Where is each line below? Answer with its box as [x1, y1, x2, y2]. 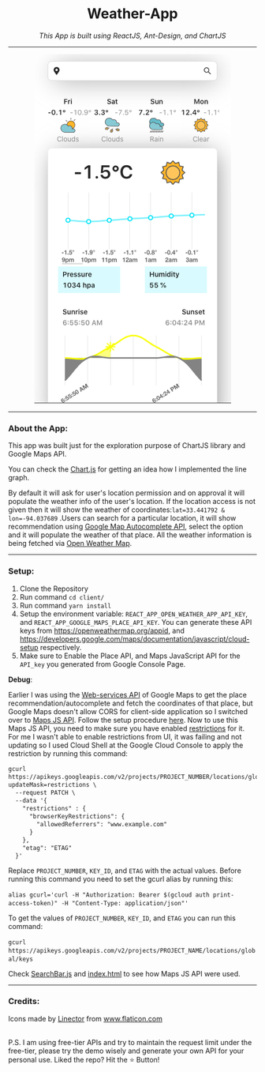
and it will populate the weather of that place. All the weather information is [8, 530, 252, 540]
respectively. [39, 642, 82, 652]
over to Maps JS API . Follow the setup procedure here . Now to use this [8, 715, 238, 724]
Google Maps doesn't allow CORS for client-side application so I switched [8, 706, 248, 716]
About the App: [8, 423, 69, 434]
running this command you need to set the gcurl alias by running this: [8, 874, 234, 883]
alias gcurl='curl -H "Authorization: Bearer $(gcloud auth [8, 890, 211, 899]
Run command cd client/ [19, 592, 105, 601]
